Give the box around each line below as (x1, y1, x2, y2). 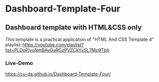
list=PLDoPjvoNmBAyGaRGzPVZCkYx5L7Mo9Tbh (5, 47, 110, 53)
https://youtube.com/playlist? (22, 42, 84, 48)
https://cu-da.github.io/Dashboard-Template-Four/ (5, 71, 111, 77)
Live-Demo (5, 59, 34, 66)
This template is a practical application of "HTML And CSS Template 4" (5, 36, 154, 42)
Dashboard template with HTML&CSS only (5, 23, 142, 32)
